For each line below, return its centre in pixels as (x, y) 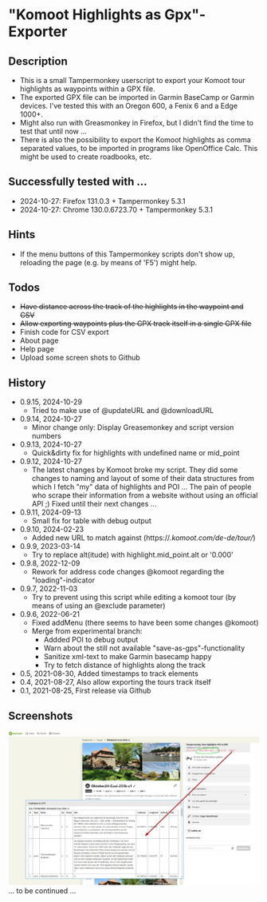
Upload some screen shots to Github (80, 358)
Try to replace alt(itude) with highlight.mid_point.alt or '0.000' (132, 555)
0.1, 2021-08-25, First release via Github (85, 691)
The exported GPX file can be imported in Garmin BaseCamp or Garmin (137, 97)
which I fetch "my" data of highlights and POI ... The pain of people (141, 487)
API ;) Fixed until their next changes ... (94, 504)
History (27, 382)
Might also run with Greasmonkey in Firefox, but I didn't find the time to (136, 123)
